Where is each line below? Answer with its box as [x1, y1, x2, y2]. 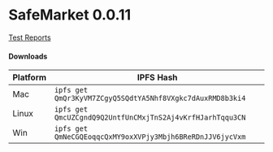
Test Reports [8, 33, 51, 42]
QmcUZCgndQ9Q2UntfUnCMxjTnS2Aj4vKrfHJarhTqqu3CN [54, 113, 246, 123]
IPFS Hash [136, 72, 178, 83]
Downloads [8, 51, 48, 61]
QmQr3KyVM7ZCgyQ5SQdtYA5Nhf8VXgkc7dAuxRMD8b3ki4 [54, 93, 246, 103]
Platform [12, 72, 47, 83]
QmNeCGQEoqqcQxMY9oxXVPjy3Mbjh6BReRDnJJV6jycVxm [54, 132, 246, 141]
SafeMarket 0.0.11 [8, 6, 132, 24]
